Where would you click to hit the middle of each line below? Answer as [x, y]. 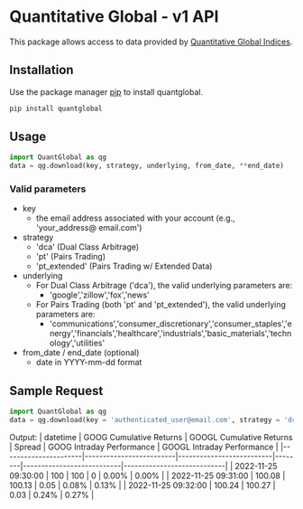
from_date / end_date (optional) [81, 353]
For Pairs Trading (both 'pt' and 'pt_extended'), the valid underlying [161, 305]
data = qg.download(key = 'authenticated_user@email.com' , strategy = [145, 420]
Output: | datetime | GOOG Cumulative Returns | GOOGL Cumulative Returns [151, 438]
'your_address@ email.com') [89, 228]
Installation [41, 70]
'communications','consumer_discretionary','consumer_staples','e [170, 324]
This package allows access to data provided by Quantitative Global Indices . [151, 42]
